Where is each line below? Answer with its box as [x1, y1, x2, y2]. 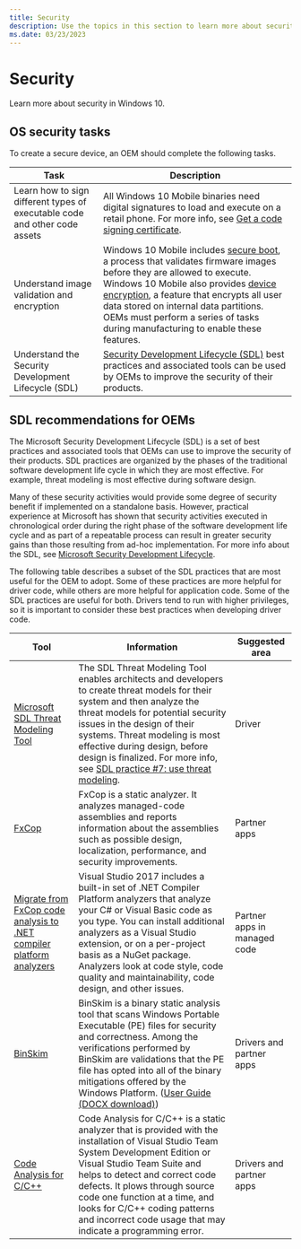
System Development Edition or [78, 1146, 211, 1158]
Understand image [13, 277, 92, 290]
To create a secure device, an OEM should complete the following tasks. [9, 148, 276, 159]
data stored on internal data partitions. [102, 300, 264, 312]
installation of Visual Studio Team [78, 1134, 219, 1147]
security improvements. [78, 855, 177, 868]
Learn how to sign [13, 185, 90, 197]
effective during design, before [78, 739, 209, 752]
